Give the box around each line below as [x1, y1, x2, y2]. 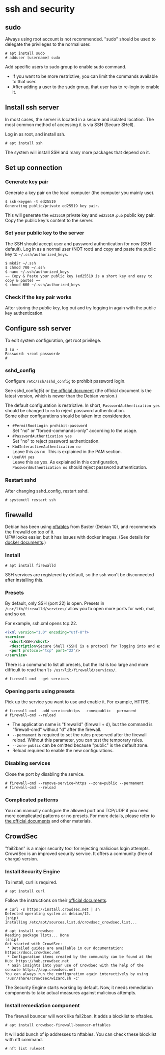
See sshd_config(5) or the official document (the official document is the [5, 388, 152, 394]
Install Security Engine [5, 868, 60, 875]
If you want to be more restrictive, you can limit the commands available [12, 73, 158, 79]
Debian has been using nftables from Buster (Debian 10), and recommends [5, 524, 156, 530]
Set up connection [5, 164, 62, 172]
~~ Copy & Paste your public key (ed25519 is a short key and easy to [5, 273, 153, 279]
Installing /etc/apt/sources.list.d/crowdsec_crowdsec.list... [5, 920, 137, 925]
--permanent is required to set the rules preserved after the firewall [12, 732, 147, 738]
